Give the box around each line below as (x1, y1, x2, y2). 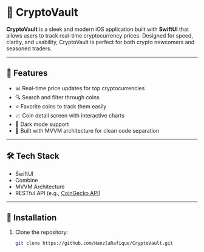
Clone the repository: (15, 228, 69, 236)
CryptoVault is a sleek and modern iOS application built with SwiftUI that (6, 25, 189, 33)
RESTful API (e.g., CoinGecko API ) (15, 189, 101, 196)
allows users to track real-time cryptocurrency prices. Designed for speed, (6, 31, 193, 39)
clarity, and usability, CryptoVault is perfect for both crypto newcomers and (6, 38, 195, 45)
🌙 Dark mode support (15, 121, 69, 128)
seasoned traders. (6, 45, 52, 52)
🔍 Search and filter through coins (15, 93, 100, 101)
